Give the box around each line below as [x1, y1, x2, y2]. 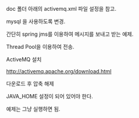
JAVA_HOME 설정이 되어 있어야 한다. [6, 93, 94, 100]
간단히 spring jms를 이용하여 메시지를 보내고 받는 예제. [6, 30, 134, 38]
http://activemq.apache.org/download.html [6, 68, 112, 74]
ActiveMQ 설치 [6, 56, 42, 63]
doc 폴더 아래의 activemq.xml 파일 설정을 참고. [6, 5, 116, 12]
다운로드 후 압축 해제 [6, 80, 54, 87]
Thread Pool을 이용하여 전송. [6, 44, 75, 50]
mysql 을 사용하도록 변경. [6, 18, 66, 25]
